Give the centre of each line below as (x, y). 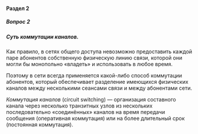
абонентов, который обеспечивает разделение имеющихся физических (97, 81)
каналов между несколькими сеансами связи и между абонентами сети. (99, 88)
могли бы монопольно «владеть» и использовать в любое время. (90, 64)
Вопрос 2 (18, 22)
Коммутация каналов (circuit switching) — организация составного (91, 99)
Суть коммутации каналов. (42, 37)
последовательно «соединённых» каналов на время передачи (86, 112)
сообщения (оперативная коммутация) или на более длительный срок (95, 118)
